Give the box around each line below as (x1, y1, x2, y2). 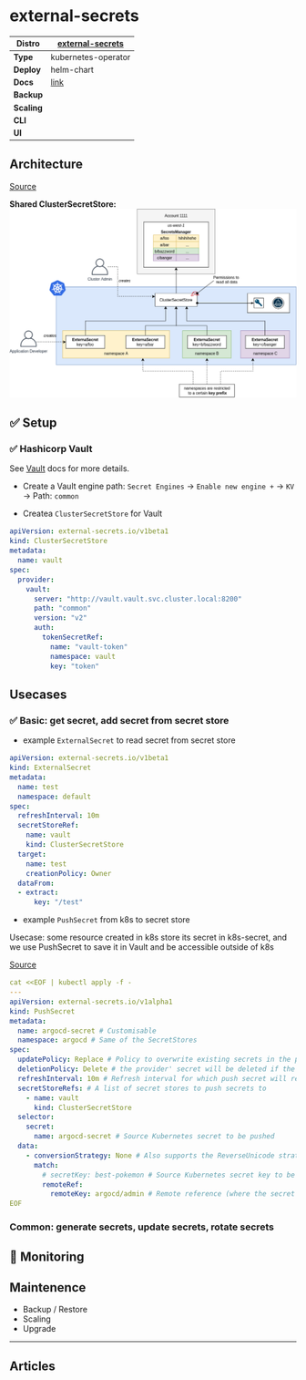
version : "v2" (33, 613, 88, 623)
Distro (16, 38, 41, 49)
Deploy (13, 64, 41, 75)
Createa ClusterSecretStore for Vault (22, 508, 163, 520)
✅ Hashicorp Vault (9, 443, 93, 456)
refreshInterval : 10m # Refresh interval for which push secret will (17, 1074, 287, 1083)
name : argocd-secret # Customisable (17, 1026, 157, 1035)
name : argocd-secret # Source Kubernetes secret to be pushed (33, 1132, 275, 1141)
